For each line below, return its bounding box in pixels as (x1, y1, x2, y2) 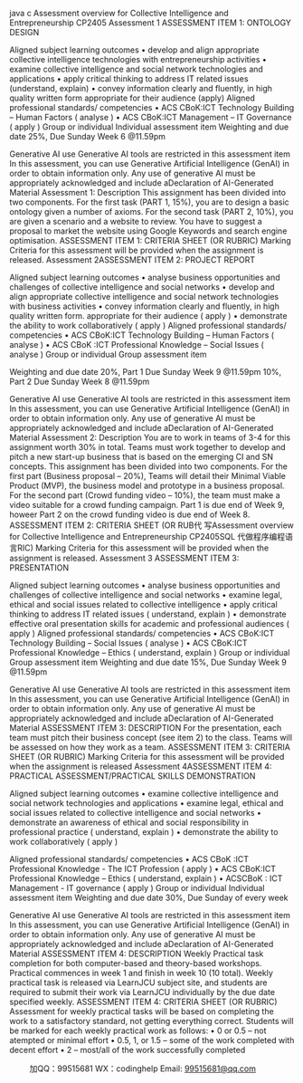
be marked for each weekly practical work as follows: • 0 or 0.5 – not (9, 1025, 267, 1036)
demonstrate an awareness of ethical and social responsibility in (9, 817, 249, 828)
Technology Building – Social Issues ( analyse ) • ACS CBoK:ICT (9, 637, 248, 648)
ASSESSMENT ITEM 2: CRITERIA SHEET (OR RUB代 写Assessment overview (9, 520, 294, 531)
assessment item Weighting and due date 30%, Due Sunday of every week (9, 892, 289, 903)
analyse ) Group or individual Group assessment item (9, 349, 207, 359)
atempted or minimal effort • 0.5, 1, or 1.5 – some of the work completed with (9, 1035, 295, 1045)
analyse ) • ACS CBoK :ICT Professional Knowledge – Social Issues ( (9, 340, 264, 350)
